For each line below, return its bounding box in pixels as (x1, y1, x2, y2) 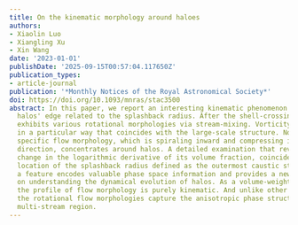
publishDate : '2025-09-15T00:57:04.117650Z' (9, 63, 176, 72)
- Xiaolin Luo (9, 29, 62, 38)
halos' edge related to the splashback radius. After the (17, 112, 237, 120)
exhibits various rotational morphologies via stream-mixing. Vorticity (17, 120, 292, 129)
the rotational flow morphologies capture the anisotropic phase (17, 194, 264, 204)
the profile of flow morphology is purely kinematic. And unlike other (17, 186, 288, 195)
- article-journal (9, 79, 77, 88)
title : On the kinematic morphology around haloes (9, 12, 200, 22)
